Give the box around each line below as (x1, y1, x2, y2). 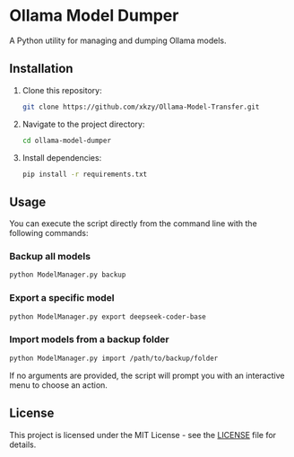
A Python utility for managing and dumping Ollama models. (9, 35, 227, 46)
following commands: (9, 228, 89, 239)
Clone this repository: (22, 84, 102, 95)
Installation (9, 61, 73, 76)
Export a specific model (9, 292, 115, 304)
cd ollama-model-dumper (22, 136, 112, 145)
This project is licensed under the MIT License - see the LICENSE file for (9, 429, 276, 440)
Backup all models (9, 250, 91, 263)
